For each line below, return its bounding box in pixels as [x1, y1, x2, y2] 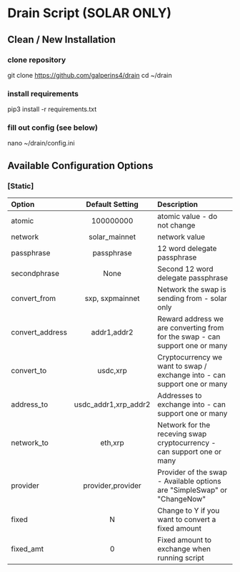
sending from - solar [156, 294, 227, 304]
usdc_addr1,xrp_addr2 [74, 399, 151, 409]
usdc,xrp [97, 366, 127, 376]
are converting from [156, 323, 224, 333]
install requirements [7, 88, 79, 98]
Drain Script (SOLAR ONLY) [7, 5, 172, 21]
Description [156, 200, 199, 210]
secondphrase [11, 269, 59, 279]
